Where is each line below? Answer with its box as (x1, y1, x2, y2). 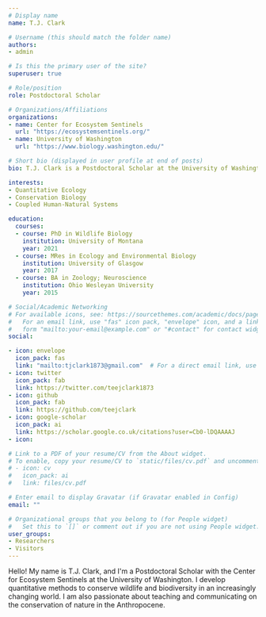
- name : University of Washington (8, 136, 123, 144)
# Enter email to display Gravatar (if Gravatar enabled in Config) (8, 493, 239, 501)
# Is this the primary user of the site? (8, 63, 147, 71)
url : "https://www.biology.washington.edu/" (15, 143, 165, 151)
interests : (8, 178, 44, 186)
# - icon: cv (8, 465, 51, 473)
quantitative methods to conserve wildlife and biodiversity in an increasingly (8, 584, 256, 592)
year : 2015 (22, 289, 59, 297)
